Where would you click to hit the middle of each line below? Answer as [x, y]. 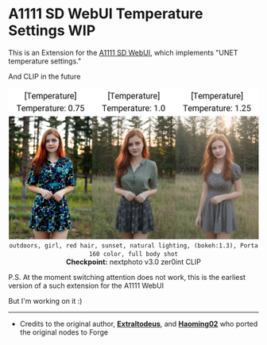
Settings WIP [52, 31]
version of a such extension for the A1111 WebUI [86, 286]
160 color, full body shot [133, 254]
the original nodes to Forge [64, 332]
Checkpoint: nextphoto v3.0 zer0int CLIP [133, 262]
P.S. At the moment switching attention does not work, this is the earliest [127, 277]
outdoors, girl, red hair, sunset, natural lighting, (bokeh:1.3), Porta [133, 245]
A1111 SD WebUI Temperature [106, 14]
